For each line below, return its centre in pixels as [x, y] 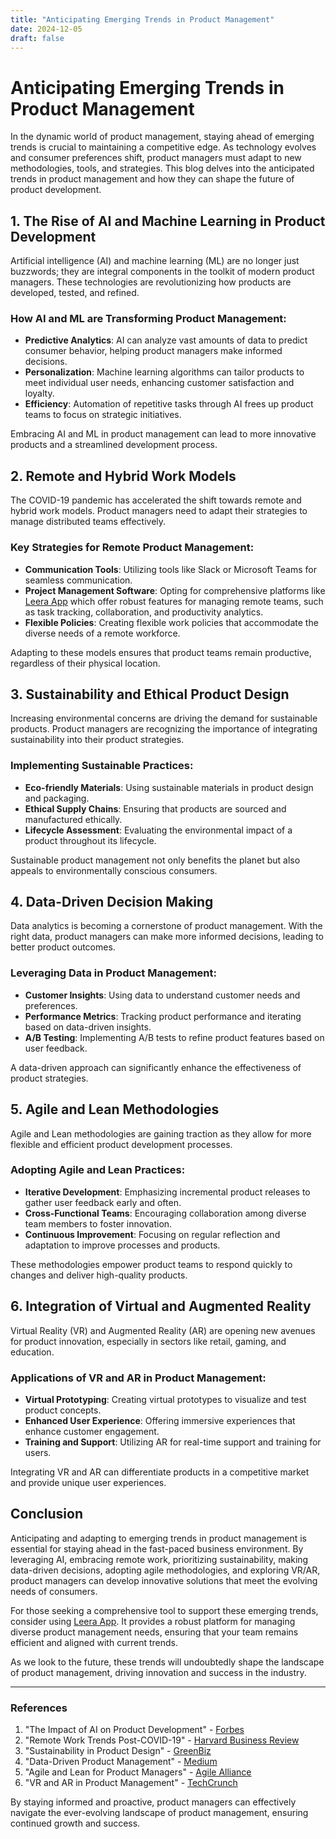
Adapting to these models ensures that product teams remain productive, [161, 652]
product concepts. [63, 1410]
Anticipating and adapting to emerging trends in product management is [158, 1538]
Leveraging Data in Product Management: [114, 973]
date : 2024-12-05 [46, 29]
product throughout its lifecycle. [90, 840]
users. [38, 1452]
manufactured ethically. [73, 819]
